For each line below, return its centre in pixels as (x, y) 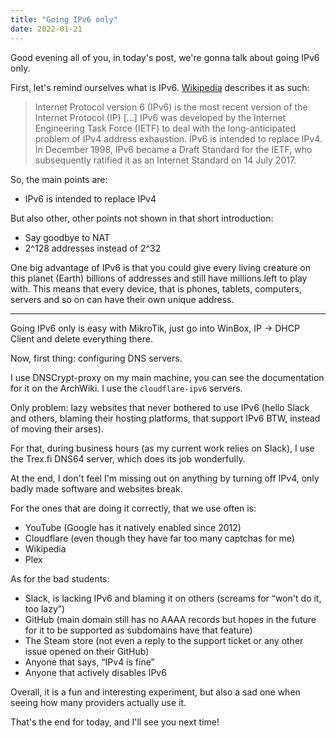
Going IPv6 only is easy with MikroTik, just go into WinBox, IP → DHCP (155, 328)
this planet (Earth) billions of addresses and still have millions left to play (159, 278)
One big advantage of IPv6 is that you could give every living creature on (160, 267)
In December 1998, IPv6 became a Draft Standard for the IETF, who (173, 149)
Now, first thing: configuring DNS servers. (96, 358)
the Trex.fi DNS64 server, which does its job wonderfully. (128, 458)
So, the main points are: (59, 179)
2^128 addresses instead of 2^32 (93, 248)
